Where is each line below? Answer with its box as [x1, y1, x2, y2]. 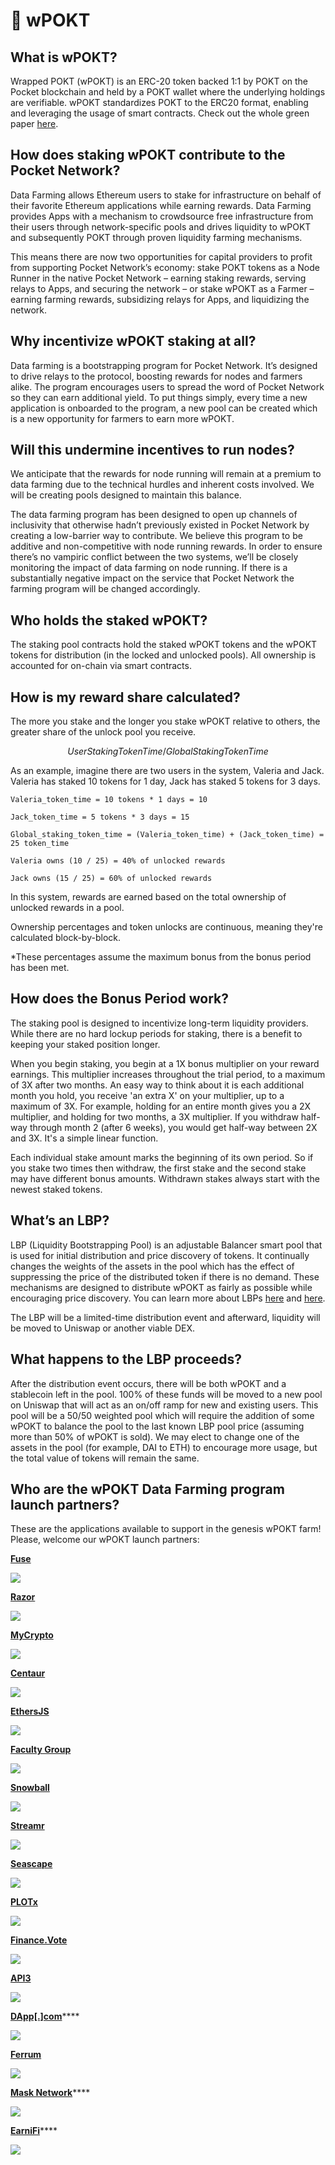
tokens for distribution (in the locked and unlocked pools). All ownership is [10, 649, 317, 661]
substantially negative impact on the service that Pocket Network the [10, 572, 295, 584]
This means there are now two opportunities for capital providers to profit [10, 250, 313, 263]
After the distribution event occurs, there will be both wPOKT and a [10, 1377, 287, 1389]
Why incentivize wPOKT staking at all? [10, 333, 257, 350]
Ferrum [10, 2049, 42, 2061]
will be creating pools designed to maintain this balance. [10, 489, 242, 501]
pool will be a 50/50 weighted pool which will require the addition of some [10, 1409, 315, 1421]
